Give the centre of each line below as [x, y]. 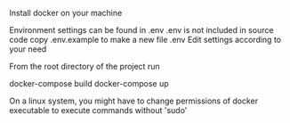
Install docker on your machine [66, 13]
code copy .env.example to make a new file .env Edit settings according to [145, 40]
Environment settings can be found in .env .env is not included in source [141, 30]
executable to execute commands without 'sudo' [98, 110]
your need [28, 49]
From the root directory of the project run [85, 66]
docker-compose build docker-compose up [89, 83]
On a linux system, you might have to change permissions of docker [134, 101]
